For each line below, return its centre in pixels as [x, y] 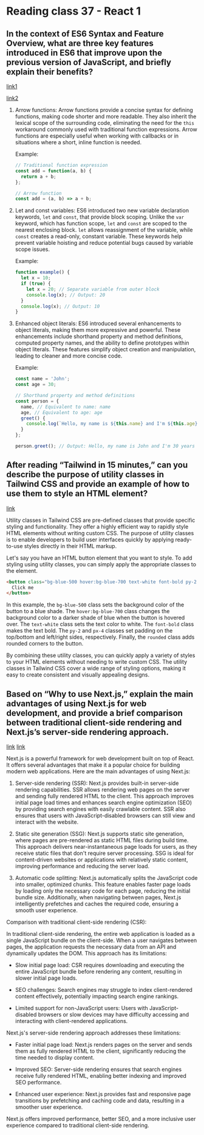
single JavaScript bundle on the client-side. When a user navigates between [102, 940]
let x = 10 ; [36, 278]
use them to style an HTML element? [77, 494]
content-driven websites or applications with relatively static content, [101, 860]
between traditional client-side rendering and [94, 722]
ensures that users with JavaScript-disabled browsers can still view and [105, 816]
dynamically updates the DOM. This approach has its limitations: [87, 954]
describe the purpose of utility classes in [85, 475]
